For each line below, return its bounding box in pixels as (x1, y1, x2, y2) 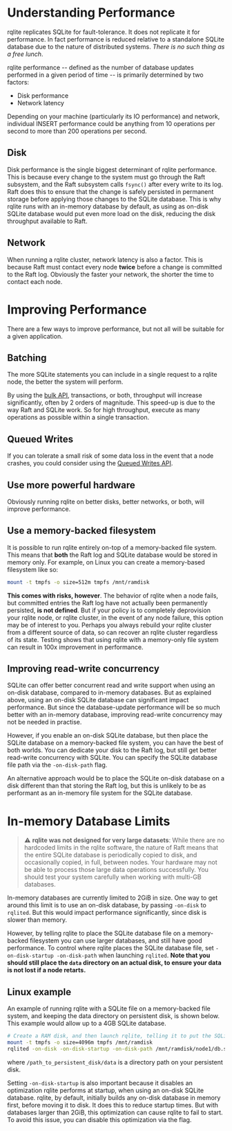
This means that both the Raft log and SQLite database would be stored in (7, 551, 218, 559)
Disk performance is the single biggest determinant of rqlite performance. (7, 165, 217, 174)
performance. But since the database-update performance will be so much (7, 703, 220, 711)
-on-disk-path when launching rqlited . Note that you (56, 951, 211, 960)
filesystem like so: (7, 565, 59, 573)
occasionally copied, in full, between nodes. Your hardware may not (23, 858, 217, 866)
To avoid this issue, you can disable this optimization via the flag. (7, 1115, 192, 1123)
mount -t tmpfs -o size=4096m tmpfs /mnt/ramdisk (7, 1039, 153, 1047)
